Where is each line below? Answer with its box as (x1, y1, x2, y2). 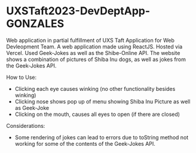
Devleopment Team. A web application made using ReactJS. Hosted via (6, 43, 183, 50)
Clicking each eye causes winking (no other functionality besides (14, 85, 176, 92)
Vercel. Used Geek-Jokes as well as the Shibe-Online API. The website (6, 49, 180, 56)
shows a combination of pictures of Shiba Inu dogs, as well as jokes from (6, 56, 186, 63)
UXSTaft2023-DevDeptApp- (6, 4, 151, 18)
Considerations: (6, 122, 45, 129)
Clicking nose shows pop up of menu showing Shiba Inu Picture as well (14, 97, 191, 105)
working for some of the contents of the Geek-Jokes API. (14, 140, 155, 147)
